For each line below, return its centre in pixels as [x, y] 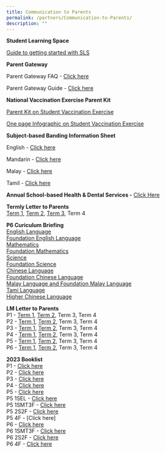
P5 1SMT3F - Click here [36, 405]
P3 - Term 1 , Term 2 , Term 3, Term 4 [52, 328]
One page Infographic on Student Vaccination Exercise [75, 124]
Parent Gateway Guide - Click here [50, 88]
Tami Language [26, 290]
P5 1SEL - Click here [32, 399]
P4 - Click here [25, 386]
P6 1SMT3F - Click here [36, 431]
